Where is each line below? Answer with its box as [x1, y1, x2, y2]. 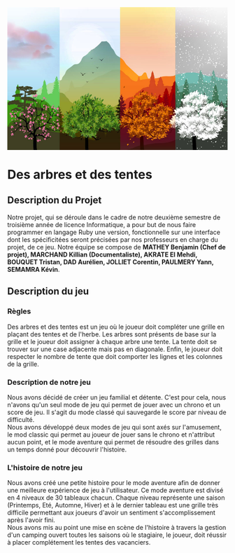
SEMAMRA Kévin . [7, 265, 60, 273]
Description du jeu [7, 285, 90, 297]
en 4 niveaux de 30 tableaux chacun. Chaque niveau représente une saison [7, 493, 225, 502]
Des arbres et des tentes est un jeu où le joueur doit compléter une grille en [7, 322, 225, 331]
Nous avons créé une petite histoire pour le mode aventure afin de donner [7, 479, 220, 487]
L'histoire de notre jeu [7, 463, 83, 472]
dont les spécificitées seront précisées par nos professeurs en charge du [7, 235, 218, 244]
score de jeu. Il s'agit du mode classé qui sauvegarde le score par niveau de [7, 408, 227, 416]
